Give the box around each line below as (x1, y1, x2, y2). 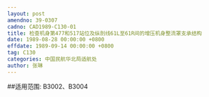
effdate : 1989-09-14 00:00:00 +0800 (7, 43, 114, 50)
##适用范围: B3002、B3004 (7, 82, 89, 91)
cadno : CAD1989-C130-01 (7, 23, 77, 30)
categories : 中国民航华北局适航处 (7, 56, 97, 63)
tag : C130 (7, 50, 36, 57)
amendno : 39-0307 (7, 17, 58, 24)
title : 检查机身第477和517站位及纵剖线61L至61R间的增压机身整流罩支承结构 (7, 29, 203, 37)
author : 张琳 (7, 62, 43, 69)
